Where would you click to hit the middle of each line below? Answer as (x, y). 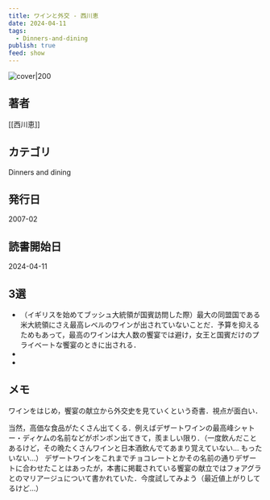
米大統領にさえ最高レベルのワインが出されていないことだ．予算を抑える (140, 325)
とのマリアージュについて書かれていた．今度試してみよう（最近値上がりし (131, 478)
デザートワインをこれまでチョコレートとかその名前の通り (140, 458)
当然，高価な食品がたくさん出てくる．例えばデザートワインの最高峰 (121, 428)
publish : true (32, 46)
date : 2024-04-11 (37, 23)
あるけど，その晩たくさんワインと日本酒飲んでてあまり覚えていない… (124, 448)
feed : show (27, 53)
